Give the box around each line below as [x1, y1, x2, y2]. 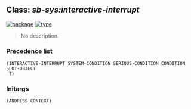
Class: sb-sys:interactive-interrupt [6, 5, 140, 15]
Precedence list [6, 47, 53, 55]
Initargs [6, 85, 29, 93]
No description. [20, 32, 59, 39]
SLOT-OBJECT [6, 66, 36, 72]
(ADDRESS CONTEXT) [6, 98, 52, 104]
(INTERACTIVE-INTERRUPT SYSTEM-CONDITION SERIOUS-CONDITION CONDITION [6, 61, 186, 67]
